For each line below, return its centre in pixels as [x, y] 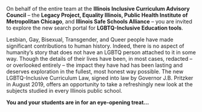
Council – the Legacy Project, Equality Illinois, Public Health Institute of [97, 15]
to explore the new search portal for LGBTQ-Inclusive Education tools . [95, 28]
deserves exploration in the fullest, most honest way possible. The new [95, 71]
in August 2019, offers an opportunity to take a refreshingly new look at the [99, 84]
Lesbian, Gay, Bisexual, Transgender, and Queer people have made [90, 39]
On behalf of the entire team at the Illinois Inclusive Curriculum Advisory [98, 9]
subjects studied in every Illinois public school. [64, 91]
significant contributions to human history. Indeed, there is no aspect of [95, 46]
